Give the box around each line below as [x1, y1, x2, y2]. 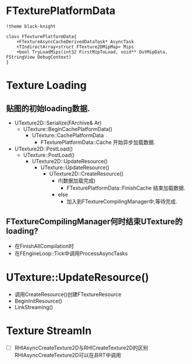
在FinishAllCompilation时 [14, 242, 74, 249]
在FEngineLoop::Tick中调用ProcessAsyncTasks [14, 250, 128, 257]
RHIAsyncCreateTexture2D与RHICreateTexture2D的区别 [14, 344, 148, 351]
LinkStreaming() [14, 303, 54, 311]
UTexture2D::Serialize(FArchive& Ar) [14, 119, 102, 126]
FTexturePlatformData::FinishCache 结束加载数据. [66, 184, 185, 191]
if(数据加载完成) [58, 177, 96, 184]
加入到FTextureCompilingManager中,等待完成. [66, 198, 178, 205]
